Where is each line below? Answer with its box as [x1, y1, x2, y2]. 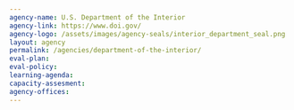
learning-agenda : [9, 71, 74, 80]
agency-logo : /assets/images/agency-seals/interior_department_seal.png [9, 29, 286, 38]
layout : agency [9, 37, 66, 47]
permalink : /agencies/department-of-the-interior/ [9, 46, 202, 55]
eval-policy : [9, 63, 58, 72]
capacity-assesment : [9, 79, 87, 88]
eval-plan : [9, 54, 50, 63]
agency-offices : [9, 87, 70, 96]
